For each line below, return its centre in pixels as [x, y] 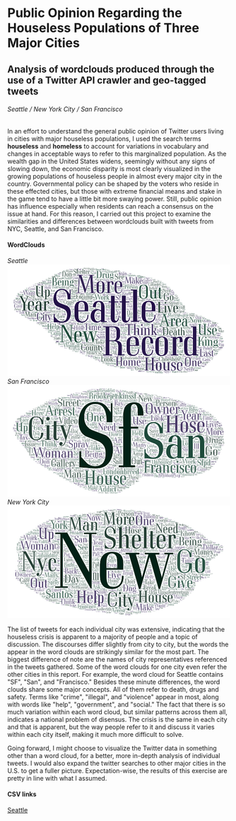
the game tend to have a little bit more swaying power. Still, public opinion [114, 199]
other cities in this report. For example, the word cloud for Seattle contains [116, 674]
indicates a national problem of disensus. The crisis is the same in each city [117, 719]
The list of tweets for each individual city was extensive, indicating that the [116, 629]
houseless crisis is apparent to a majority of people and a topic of [102, 636]
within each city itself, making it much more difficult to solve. [95, 734]
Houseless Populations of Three [104, 28]
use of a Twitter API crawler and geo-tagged [107, 80]
